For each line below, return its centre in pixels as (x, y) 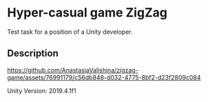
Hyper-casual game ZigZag (87, 13)
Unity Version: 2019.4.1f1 (42, 90)
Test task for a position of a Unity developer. (70, 32)
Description (33, 53)
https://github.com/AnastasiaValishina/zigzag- (73, 70)
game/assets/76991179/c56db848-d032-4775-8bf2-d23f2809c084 (104, 77)
